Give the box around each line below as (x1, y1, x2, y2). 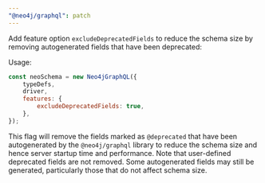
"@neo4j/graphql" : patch (8, 11, 91, 20)
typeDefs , (22, 80, 56, 88)
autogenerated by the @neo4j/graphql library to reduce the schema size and (8, 140, 258, 150)
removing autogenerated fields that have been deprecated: (8, 41, 202, 52)
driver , (22, 88, 48, 95)
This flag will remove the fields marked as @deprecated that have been (8, 131, 238, 141)
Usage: (8, 57, 32, 67)
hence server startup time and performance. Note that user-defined (8, 148, 231, 158)
